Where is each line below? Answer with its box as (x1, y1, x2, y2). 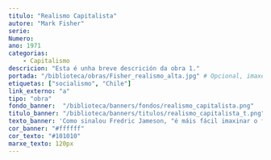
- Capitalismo (23, 57, 70, 65)
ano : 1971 (8, 42, 42, 50)
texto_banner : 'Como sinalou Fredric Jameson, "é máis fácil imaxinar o (8, 117, 258, 125)
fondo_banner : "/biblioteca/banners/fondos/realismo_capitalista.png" (8, 102, 254, 110)
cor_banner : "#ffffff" (8, 124, 85, 133)
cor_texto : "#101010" (8, 132, 81, 140)
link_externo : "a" (8, 86, 70, 95)
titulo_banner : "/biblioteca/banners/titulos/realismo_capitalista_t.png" (8, 110, 265, 118)
